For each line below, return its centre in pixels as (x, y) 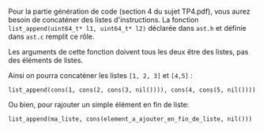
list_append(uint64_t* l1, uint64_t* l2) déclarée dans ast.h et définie (128, 28)
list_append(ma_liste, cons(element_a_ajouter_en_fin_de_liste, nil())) (130, 119)
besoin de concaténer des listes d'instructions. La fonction (103, 20)
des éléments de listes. (46, 60)
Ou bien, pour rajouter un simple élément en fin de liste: (99, 105)
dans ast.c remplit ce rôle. (51, 36)
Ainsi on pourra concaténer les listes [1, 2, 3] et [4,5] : (101, 75)
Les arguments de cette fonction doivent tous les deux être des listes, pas (128, 52)
